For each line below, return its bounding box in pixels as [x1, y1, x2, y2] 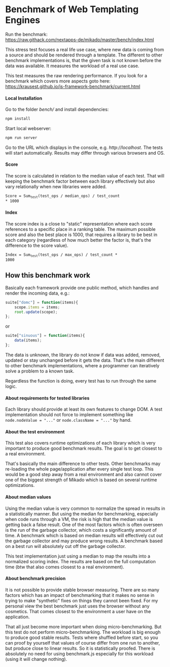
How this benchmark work [5, 271, 90, 280]
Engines [5, 14, 41, 26]
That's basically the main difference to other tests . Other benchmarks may [5, 460, 161, 467]
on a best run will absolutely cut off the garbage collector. [5, 543, 126, 549]
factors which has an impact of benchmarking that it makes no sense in [5, 592, 155, 598]
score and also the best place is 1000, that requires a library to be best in [5, 231, 158, 238]
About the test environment [5, 428, 65, 434]
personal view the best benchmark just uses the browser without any [5, 603, 150, 609]
